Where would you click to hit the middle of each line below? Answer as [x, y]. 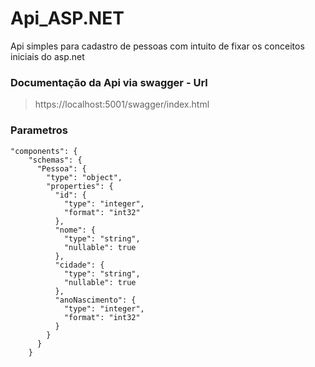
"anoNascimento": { [95, 300]
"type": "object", [84, 177]
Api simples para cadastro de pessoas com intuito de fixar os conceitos [157, 46]
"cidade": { [79, 265]
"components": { [44, 151]
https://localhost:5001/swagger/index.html [122, 104]
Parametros [39, 130]
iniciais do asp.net [47, 56]
